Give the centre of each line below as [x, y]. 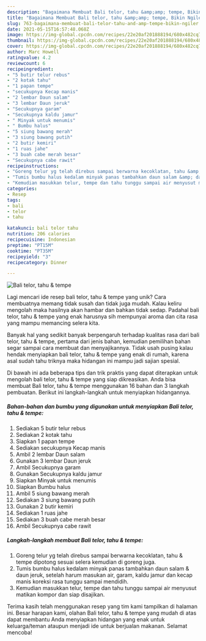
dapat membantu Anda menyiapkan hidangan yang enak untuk [86, 620]
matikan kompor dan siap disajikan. [60, 594]
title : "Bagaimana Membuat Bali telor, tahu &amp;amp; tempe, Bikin [96, 18]
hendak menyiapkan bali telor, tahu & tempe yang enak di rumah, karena [98, 355]
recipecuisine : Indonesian [41, 240]
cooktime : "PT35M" [30, 251]
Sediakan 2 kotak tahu [44, 435]
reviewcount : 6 [26, 63]
